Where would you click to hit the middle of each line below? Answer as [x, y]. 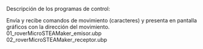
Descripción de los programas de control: [58, 9]
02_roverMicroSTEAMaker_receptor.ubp [57, 40]
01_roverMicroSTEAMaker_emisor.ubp [54, 33]
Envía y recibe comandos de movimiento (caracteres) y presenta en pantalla [102, 20]
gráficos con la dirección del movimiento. [58, 27]
